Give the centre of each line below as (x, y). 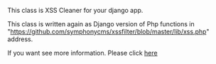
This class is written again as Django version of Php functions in (101, 24)
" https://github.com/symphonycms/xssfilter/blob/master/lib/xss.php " (108, 32)
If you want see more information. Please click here (82, 53)
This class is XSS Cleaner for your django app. (75, 10)
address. (20, 39)
